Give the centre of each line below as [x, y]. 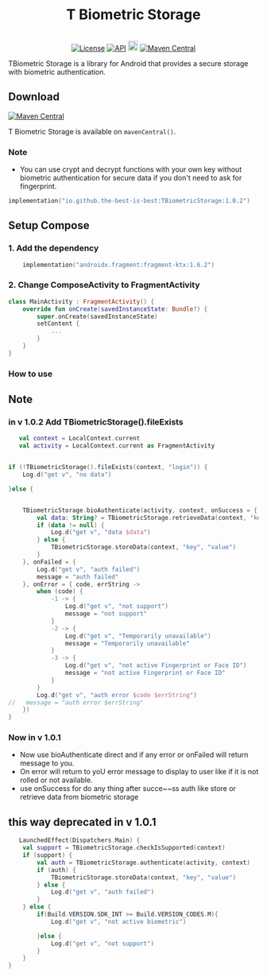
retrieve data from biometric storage [79, 797]
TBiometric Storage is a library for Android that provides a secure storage [128, 63]
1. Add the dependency [54, 248]
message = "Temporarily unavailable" [128, 643]
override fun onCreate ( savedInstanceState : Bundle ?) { [115, 309]
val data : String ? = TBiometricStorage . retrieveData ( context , [142, 518]
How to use [31, 374]
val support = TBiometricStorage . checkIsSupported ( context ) [124, 848]
